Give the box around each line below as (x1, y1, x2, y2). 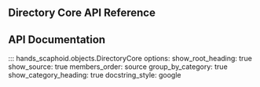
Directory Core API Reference (8, 6, 156, 20)
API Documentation (8, 33, 106, 46)
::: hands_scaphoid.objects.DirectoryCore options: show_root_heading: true (8, 54, 253, 63)
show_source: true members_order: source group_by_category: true (8, 62, 228, 71)
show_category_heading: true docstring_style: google (8, 71, 181, 80)
